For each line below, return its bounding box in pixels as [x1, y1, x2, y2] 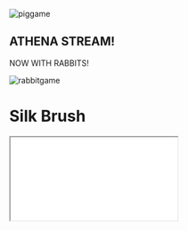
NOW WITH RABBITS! [9, 58, 89, 68]
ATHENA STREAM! [9, 34, 116, 49]
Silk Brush [9, 107, 86, 126]
